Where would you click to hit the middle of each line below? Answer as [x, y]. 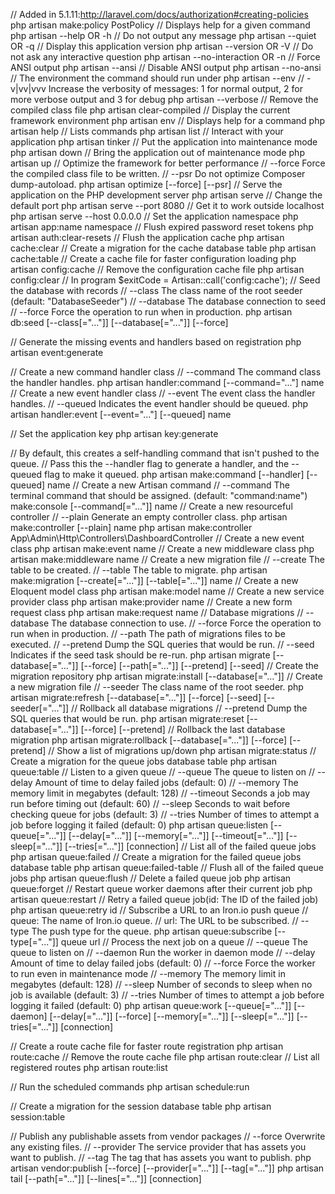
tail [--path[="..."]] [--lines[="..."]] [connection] [106, 1178]
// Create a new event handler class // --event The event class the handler [163, 393]
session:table [38, 1117]
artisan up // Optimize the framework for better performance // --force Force [168, 163]
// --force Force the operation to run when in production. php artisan [151, 312]
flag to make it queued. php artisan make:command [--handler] [174, 474]
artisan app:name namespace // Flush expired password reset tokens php [162, 227]
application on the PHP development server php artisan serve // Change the [166, 195]
